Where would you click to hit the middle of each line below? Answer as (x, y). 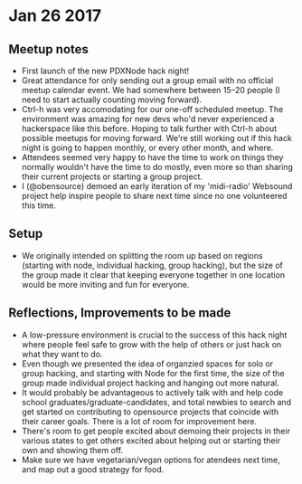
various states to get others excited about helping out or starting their (151, 441)
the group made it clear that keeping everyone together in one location (153, 275)
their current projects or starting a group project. (112, 176)
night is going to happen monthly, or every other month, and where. (147, 147)
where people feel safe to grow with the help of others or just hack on (151, 344)
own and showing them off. (72, 450)
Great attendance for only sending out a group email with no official (147, 81)
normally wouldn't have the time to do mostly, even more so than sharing (157, 167)
